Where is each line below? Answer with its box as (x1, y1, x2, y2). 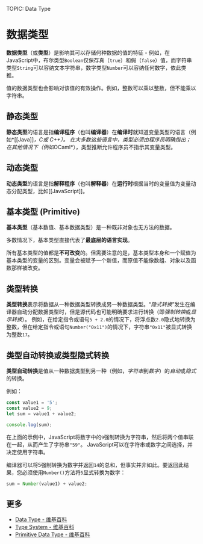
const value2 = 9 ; (6, 405, 52, 411)
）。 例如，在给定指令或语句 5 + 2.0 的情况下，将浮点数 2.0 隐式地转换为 (22, 316, 196, 323)
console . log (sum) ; (6, 421, 52, 428)
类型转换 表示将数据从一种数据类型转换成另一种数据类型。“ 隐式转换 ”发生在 (6, 301, 191, 308)
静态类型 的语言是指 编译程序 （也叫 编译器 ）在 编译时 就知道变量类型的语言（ (6, 128, 191, 135)
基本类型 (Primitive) (6, 206, 80, 217)
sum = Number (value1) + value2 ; (6, 481, 87, 487)
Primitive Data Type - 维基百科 (14, 531, 90, 538)
